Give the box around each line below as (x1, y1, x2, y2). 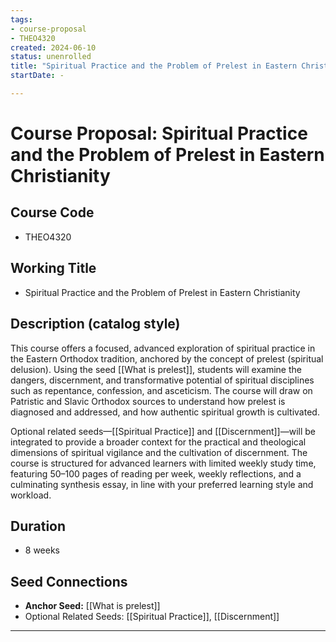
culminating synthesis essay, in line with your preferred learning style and (10, 478, 314, 490)
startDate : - (10, 71, 65, 81)
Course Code (10, 204, 95, 221)
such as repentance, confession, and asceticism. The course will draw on (10, 384, 313, 396)
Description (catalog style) (10, 316, 181, 333)
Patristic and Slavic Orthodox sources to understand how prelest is (10, 395, 286, 407)
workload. (10, 489, 52, 501)
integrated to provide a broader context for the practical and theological (10, 436, 307, 448)
